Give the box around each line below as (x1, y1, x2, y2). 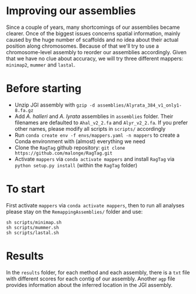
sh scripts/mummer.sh (6, 224, 59, 230)
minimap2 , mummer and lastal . (6, 61, 75, 68)
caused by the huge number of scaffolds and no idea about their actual (6, 36, 178, 43)
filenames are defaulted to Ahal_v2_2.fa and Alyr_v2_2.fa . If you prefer (14, 119, 188, 126)
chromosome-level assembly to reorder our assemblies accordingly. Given (6, 48, 187, 55)
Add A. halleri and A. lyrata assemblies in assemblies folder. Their (14, 113, 174, 120)
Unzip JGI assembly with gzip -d (14, 101, 95, 108)
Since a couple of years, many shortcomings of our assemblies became (6, 24, 180, 31)
